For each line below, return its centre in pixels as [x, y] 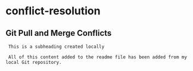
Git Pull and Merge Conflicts [59, 33]
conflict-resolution [53, 11]
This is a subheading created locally [56, 47]
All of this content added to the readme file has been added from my [97, 57]
